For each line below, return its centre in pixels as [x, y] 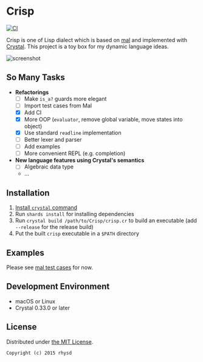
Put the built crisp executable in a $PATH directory [77, 234]
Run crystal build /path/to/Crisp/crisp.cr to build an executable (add [106, 220]
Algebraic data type [49, 167]
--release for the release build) [54, 227]
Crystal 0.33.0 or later [42, 308]
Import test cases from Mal [58, 106]
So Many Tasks [36, 78]
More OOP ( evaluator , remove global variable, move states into [103, 119]
